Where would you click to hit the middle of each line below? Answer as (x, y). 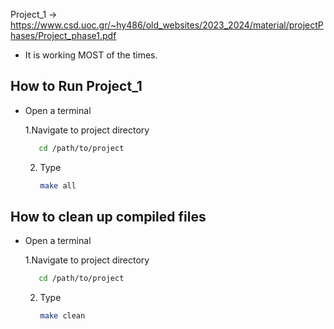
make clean (62, 316)
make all (58, 185)
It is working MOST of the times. (91, 55)
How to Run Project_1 (76, 86)
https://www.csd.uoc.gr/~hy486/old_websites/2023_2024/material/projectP (167, 25)
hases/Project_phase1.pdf (63, 35)
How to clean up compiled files (108, 216)
